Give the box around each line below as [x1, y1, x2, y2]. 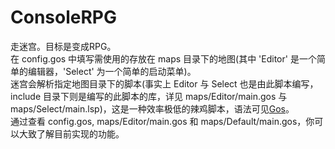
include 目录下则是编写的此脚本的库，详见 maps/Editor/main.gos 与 [10, 90, 288, 102]
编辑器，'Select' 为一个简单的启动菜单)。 [27, 65, 197, 77]
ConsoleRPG [10, 6, 117, 29]
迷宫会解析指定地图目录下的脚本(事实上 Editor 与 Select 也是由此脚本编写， [10, 77, 319, 90]
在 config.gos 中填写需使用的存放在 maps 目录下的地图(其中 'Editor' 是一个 [10, 52, 317, 65]
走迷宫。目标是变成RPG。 [10, 40, 117, 52]
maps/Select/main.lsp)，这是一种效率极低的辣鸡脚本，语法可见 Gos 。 [10, 102, 295, 115]
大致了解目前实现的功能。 [18, 127, 125, 140]
